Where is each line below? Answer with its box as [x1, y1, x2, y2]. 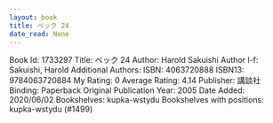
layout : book [9, 12, 58, 22]
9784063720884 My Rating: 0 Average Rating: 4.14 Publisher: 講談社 [9, 75, 261, 86]
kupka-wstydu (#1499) [9, 104, 93, 115]
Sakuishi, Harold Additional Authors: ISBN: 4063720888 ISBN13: [9, 65, 245, 75]
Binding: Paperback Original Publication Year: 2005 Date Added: [9, 85, 245, 96]
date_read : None [9, 29, 69, 38]
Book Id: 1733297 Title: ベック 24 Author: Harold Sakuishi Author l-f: [9, 55, 259, 65]
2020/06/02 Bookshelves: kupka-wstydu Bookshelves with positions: [9, 95, 264, 105]
